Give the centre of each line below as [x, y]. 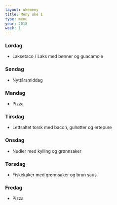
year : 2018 [16, 24]
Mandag [15, 93]
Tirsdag [15, 116]
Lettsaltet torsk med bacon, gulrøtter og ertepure [62, 128]
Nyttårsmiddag [27, 80]
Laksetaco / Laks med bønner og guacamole [58, 56]
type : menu [16, 19]
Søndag [15, 69]
